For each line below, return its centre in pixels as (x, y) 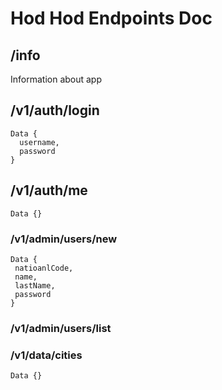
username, (39, 142)
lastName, (35, 285)
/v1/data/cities (46, 355)
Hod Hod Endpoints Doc (111, 18)
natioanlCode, (44, 268)
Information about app (56, 79)
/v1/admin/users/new (64, 239)
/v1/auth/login (55, 110)
